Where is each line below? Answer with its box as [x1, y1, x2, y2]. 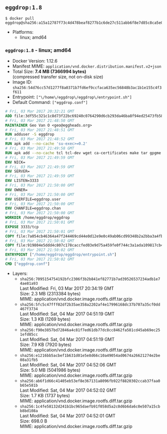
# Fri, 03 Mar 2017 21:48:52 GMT [5, 137, 75, 142]
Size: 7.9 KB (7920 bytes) [19, 342, 72, 347]
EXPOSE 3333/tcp [5, 224, 39, 229]
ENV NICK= [5, 160, 26, 165]
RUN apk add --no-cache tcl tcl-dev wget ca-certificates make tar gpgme [5, 150, 162, 156]
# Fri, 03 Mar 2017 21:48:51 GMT [5, 127, 75, 132]
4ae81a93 [19, 281, 38, 286]
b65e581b [19, 383, 38, 388]
